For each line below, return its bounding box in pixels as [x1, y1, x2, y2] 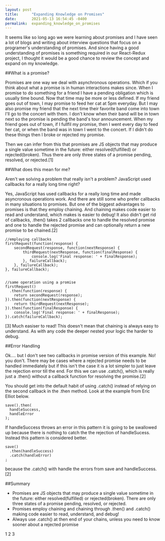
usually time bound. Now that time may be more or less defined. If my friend [5, 95, 160, 101]
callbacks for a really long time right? [5, 181, 80, 187]
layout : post [5, 7, 32, 12]
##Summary [5, 481, 31, 487]
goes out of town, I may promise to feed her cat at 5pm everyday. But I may [5, 100, 158, 106]
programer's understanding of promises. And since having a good [5, 45, 139, 51]
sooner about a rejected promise [12, 522, 79, 528]
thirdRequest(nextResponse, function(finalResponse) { [23, 250, 138, 255]
